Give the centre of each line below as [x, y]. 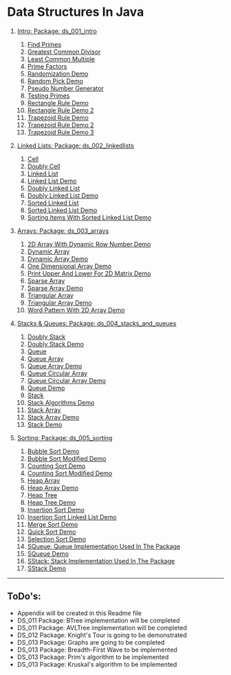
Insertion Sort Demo [56, 510]
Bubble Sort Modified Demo [67, 458]
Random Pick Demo [55, 81]
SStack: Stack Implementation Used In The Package [101, 561]
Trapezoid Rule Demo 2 [60, 125]
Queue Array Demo [55, 366]
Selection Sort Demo [57, 539]
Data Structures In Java [76, 12]
